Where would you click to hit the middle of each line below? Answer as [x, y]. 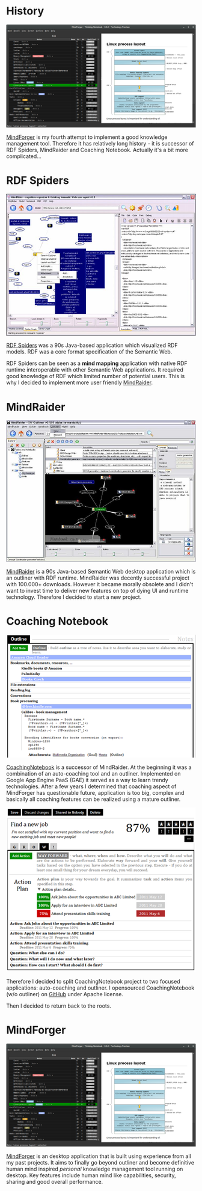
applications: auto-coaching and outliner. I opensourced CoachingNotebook [100, 988]
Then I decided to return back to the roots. [59, 1006]
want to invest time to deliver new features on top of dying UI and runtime [97, 590]
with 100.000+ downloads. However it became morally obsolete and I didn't [100, 584]
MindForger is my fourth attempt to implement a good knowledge [87, 137]
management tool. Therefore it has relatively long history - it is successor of [100, 144]
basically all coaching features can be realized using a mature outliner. [93, 799]
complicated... [24, 156]
